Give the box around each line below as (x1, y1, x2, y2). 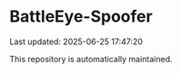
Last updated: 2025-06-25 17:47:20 (9, 36, 144, 47)
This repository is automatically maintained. (9, 53, 173, 64)
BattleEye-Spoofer (9, 6, 153, 27)
